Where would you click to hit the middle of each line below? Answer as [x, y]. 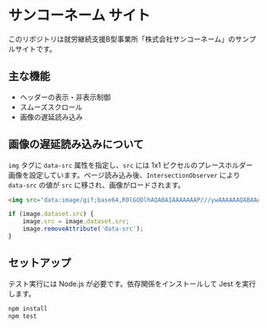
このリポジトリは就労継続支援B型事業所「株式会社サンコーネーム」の [122, 39]
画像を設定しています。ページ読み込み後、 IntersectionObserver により [124, 175]
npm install [28, 309]
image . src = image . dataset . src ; [76, 222]
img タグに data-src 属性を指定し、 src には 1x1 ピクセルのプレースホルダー [131, 165]
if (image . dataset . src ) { [51, 214]
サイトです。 [36, 48]
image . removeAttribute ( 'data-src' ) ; [83, 229]
